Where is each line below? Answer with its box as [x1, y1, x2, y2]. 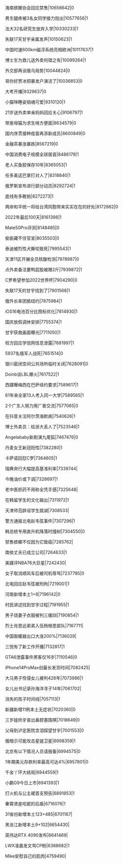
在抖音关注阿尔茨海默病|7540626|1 [5, 414, 75, 419]
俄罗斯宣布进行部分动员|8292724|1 [5, 183, 75, 189]
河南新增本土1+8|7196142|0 [5, 591, 61, 597]
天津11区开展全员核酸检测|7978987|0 [5, 256, 79, 262]
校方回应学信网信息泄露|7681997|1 [5, 340, 74, 346]
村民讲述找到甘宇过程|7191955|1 [5, 602, 70, 608]
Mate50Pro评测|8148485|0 [5, 225, 60, 231]
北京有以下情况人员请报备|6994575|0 [5, 749, 81, 754]
